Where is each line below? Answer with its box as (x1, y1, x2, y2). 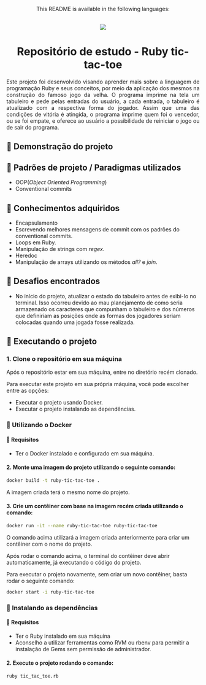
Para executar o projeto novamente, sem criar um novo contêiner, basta (6, 570, 188, 578)
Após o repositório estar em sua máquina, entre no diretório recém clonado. (6, 368, 198, 376)
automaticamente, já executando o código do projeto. (6, 559, 142, 566)
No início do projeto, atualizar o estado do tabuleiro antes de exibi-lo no (15, 292, 197, 300)
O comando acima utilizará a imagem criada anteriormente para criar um (6, 533, 190, 541)
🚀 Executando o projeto (6, 336, 97, 347)
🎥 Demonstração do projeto (6, 141, 113, 152)
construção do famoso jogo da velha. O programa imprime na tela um (6, 91, 200, 98)
